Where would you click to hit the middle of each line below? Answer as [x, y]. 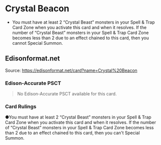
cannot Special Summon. [38, 43]
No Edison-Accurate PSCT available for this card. [67, 94]
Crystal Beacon [37, 9]
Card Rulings [21, 106]
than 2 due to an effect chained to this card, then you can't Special [72, 133]
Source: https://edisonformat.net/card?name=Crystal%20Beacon [71, 70]
